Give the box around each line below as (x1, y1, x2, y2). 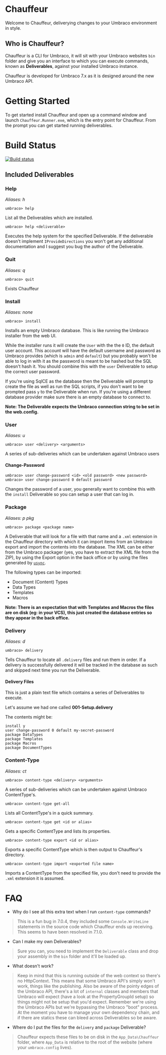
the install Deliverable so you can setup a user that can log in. (5, 492, 135, 498)
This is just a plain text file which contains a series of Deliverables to (5, 690, 145, 696)
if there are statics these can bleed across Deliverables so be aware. (17, 1015, 158, 1021)
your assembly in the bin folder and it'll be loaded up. (17, 953, 126, 959)
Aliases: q (5, 267, 26, 273)
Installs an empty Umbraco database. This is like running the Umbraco (5, 327, 149, 333)
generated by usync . (5, 559, 46, 565)
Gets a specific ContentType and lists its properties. (5, 828, 111, 834)
